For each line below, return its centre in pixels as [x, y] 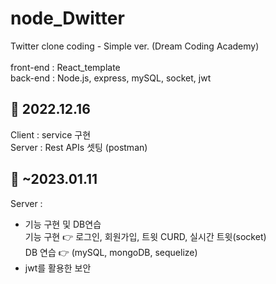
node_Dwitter [67, 18]
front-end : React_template [65, 67]
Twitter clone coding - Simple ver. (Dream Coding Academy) [135, 46]
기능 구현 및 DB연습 [63, 224]
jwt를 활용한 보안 [58, 268]
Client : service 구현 [51, 134]
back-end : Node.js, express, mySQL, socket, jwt [111, 78]
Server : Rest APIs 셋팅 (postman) [79, 147]
